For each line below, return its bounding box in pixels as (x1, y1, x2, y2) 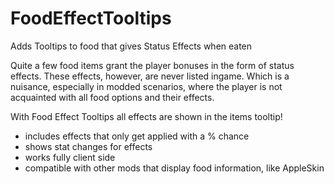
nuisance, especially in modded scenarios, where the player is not (10, 80, 283, 92)
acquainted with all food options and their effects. (10, 91, 215, 103)
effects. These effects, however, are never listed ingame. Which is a (10, 70, 290, 82)
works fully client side (24, 151, 116, 163)
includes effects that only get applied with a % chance (24, 130, 250, 142)
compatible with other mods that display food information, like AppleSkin (24, 162, 325, 174)
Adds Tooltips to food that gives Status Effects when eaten (10, 40, 253, 52)
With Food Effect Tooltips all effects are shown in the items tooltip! (10, 110, 283, 122)
